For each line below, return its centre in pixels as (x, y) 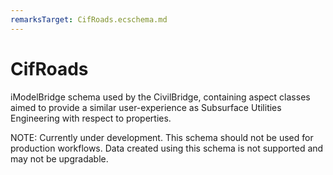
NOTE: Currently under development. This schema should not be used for (162, 137)
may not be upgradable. (59, 158)
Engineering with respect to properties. (91, 118)
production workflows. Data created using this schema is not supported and (167, 148)
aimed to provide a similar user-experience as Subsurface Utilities (146, 107)
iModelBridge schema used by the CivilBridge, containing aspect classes (160, 97)
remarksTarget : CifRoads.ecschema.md (89, 19)
